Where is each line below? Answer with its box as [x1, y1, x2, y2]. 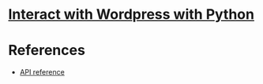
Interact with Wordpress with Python [8, 5, 255, 24]
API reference [19, 68, 65, 77]
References [8, 42, 85, 60]
